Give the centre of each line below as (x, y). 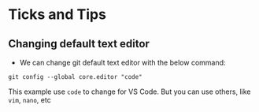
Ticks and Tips (57, 15)
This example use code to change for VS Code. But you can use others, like (129, 91)
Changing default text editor (79, 44)
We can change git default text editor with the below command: (122, 62)
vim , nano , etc (30, 100)
